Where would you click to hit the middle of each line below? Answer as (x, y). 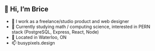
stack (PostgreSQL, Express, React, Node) (55, 32)
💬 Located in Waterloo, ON (39, 37)
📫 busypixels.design (33, 42)
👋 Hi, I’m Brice (26, 9)
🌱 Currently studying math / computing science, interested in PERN (81, 26)
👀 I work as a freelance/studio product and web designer (70, 21)
